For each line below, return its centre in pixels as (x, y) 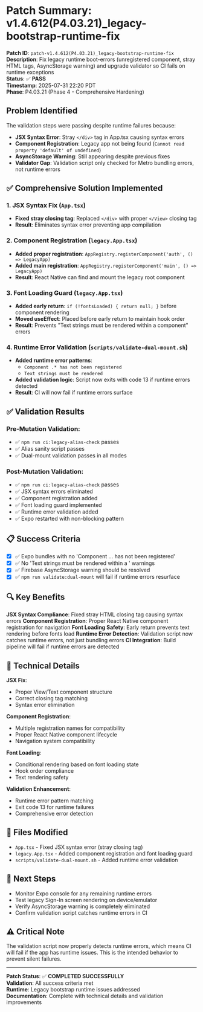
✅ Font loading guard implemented (58, 505)
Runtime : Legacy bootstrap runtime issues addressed (73, 990)
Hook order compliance (44, 771)
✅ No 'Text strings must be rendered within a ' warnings (85, 563)
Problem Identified (42, 111)
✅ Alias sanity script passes (50, 449)
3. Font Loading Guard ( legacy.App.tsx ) (65, 292)
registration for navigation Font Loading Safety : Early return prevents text (98, 627)
